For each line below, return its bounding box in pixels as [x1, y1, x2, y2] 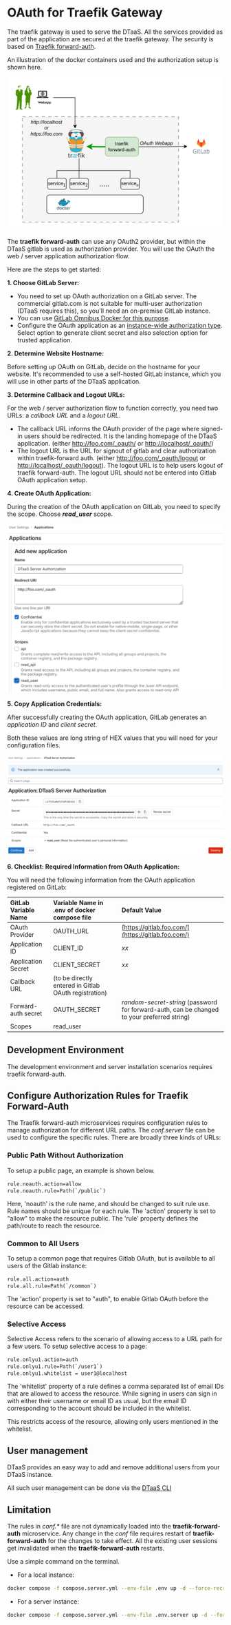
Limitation [7, 1504, 52, 1515]
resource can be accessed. [7, 1302, 85, 1310]
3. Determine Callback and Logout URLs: [7, 391, 125, 399]
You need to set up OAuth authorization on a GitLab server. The [16, 291, 197, 300]
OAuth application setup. [16, 475, 88, 484]
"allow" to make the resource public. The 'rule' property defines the [7, 1214, 199, 1222]
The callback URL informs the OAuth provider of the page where [16, 424, 200, 433]
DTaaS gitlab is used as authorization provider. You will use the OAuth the [7, 245, 215, 253]
